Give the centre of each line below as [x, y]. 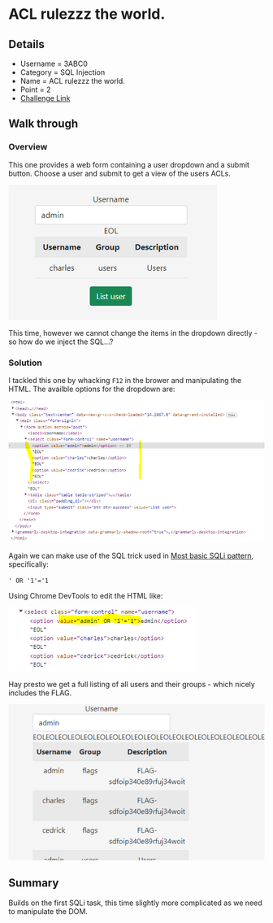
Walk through [43, 124]
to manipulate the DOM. [48, 911]
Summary [34, 883]
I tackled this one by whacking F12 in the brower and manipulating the [125, 380]
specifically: [28, 564]
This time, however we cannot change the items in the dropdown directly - [133, 333]
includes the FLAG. [40, 693]
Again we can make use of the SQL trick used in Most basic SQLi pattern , [131, 556]
